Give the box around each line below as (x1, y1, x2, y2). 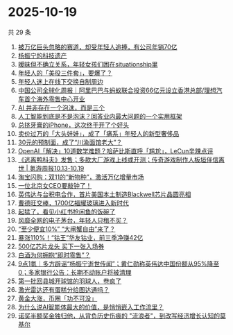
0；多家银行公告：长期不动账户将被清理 (17, 268, 132, 276)
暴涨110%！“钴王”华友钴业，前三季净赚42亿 (17, 233, 144, 241)
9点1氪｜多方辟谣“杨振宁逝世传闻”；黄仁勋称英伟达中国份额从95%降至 (17, 259, 220, 268)
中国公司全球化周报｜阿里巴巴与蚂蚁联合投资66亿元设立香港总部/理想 (17, 86, 217, 94)
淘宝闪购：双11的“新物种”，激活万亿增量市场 (17, 173, 144, 181)
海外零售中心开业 (36, 94, 85, 103)
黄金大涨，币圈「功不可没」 (17, 294, 98, 302)
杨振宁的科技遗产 (17, 51, 67, 60)
